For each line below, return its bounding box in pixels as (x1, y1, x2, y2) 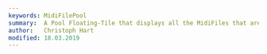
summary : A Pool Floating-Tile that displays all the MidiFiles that (8, 19, 247, 27)
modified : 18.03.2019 (8, 33, 80, 42)
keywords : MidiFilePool (8, 11, 87, 20)
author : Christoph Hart (8, 26, 94, 34)
